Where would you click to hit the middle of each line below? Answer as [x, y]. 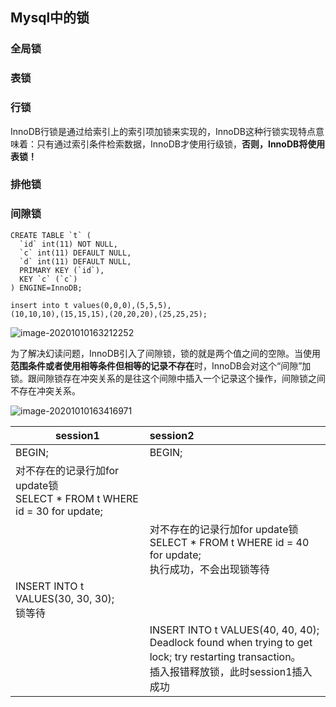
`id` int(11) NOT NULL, [68, 244]
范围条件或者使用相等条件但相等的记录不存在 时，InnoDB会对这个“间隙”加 [161, 365]
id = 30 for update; [59, 511]
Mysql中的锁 [50, 18]
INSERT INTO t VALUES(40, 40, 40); [234, 630]
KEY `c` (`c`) [48, 279]
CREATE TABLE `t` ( [51, 235]
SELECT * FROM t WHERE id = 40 [229, 542]
